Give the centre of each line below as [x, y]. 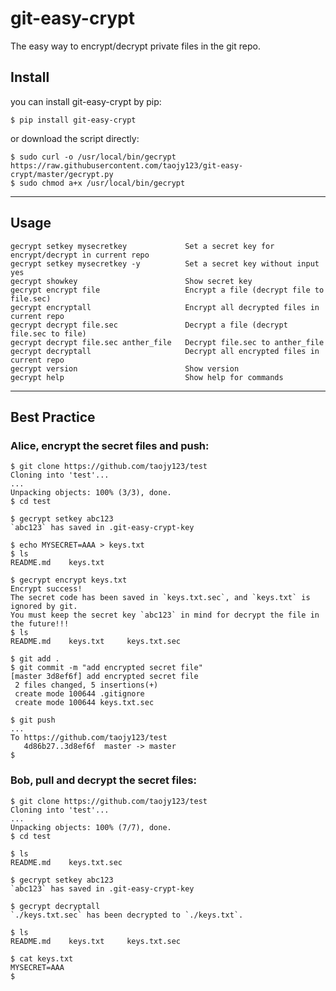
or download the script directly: [75, 138]
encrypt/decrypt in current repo [80, 255]
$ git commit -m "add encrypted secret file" [106, 668]
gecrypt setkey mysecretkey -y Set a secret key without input [165, 263]
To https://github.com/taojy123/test [89, 738]
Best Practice [53, 417]
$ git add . [35, 659]
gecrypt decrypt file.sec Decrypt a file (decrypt [149, 325]
